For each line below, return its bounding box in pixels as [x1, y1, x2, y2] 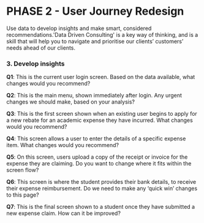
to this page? [6, 191, 39, 198]
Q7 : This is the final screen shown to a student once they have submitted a [6, 203, 195, 211]
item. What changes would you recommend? [6, 142, 119, 149]
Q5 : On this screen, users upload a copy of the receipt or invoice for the [6, 153, 188, 161]
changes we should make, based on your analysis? [6, 98, 135, 105]
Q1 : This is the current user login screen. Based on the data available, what [6, 74, 195, 81]
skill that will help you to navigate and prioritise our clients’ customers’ [6, 37, 184, 45]
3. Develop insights [6, 59, 65, 68]
